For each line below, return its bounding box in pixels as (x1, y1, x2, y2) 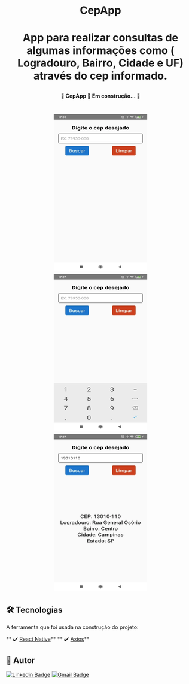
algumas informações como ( (26, 44, 175, 57)
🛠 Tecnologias (6, 604, 63, 615)
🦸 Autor (6, 655, 35, 665)
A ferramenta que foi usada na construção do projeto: (6, 624, 139, 631)
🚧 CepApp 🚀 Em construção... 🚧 (60, 92, 141, 99)
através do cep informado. (33, 69, 167, 83)
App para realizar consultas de (23, 31, 178, 45)
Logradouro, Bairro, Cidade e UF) (17, 56, 184, 70)
